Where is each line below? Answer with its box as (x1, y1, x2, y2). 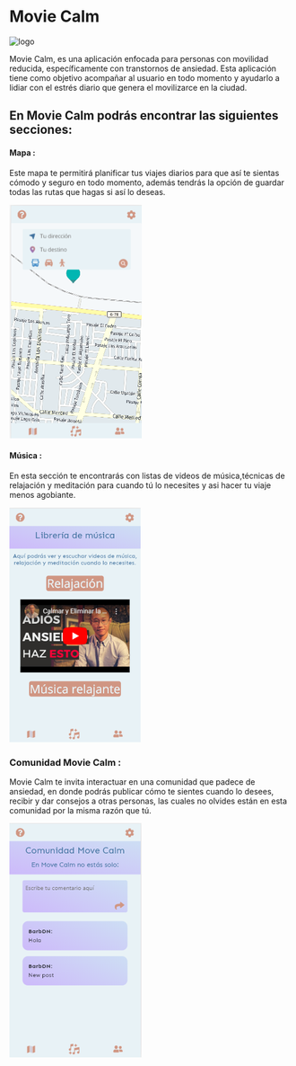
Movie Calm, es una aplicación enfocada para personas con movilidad (9, 53, 269, 64)
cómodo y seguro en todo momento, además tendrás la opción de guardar (9, 177, 285, 188)
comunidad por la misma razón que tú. (9, 805, 152, 816)
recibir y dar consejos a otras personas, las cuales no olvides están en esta (9, 795, 288, 806)
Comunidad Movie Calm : (9, 756, 122, 768)
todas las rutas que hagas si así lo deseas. (9, 186, 166, 197)
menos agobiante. (9, 489, 76, 500)
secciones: (9, 122, 73, 138)
